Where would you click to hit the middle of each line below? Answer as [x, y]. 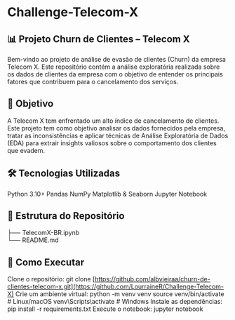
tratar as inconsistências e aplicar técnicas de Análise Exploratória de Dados [118, 135]
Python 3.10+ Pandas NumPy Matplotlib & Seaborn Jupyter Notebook [107, 194]
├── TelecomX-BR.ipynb [43, 233]
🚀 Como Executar [46, 262]
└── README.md [33, 240]
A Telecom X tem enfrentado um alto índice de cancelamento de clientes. [113, 121]
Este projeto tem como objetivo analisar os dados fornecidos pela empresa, [116, 128]
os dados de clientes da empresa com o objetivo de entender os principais [115, 74]
